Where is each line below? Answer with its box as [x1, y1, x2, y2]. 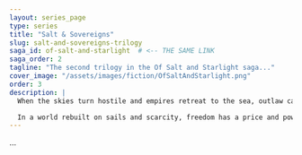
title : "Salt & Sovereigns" [9, 30, 115, 39]
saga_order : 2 [9, 55, 63, 64]
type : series [9, 22, 58, 30]
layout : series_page [9, 13, 87, 22]
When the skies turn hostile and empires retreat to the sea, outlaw [17, 96, 283, 106]
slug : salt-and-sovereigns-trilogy [9, 38, 143, 47]
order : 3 [9, 80, 42, 89]
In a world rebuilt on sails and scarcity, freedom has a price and [17, 113, 280, 122]
